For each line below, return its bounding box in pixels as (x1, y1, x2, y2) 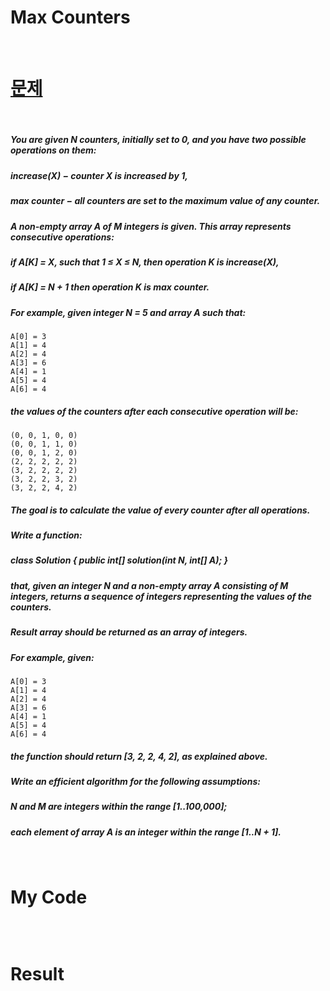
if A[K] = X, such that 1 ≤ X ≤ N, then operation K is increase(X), (10, 256, 280, 268)
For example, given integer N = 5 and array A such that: (10, 306, 247, 318)
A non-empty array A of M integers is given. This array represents (10, 220, 292, 232)
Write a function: (10, 529, 83, 541)
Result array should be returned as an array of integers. (10, 626, 248, 638)
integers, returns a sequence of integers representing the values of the (10, 590, 312, 602)
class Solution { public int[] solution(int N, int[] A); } (10, 554, 229, 566)
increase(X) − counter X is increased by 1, (10, 169, 188, 181)
